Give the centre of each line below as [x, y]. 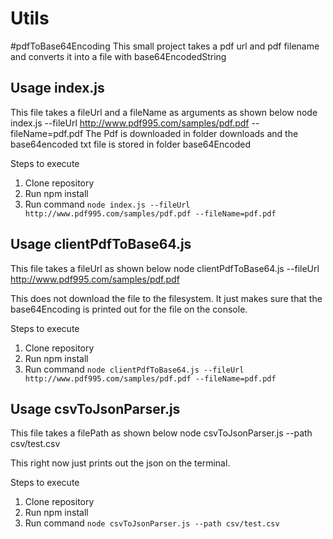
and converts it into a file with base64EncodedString [118, 56]
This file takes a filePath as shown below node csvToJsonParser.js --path [161, 433]
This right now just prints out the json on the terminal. [120, 463]
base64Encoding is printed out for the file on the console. [129, 309]
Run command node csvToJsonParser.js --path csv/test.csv [152, 523]
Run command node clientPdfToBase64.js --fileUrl [134, 369]
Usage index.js [57, 88]
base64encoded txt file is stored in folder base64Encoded [130, 144]
